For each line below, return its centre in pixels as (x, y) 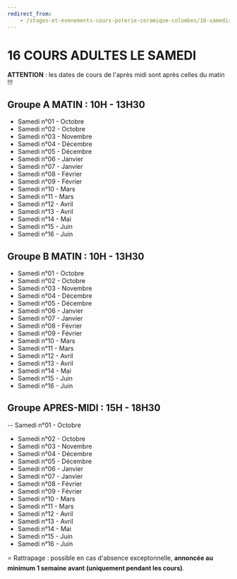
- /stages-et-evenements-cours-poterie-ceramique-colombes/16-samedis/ (127, 20)
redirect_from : (30, 14)
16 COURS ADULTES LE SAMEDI (102, 55)
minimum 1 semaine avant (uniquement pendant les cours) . (96, 568)
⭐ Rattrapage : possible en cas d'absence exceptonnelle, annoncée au (110, 558)
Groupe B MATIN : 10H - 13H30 (76, 256)
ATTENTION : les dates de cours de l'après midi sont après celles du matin (116, 75)
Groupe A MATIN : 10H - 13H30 (77, 104)
